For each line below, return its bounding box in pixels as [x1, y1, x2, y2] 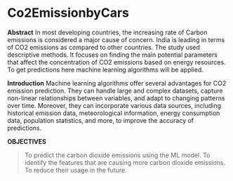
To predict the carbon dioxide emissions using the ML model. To [24, 151, 211, 159]
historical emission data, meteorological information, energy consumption [7, 109, 220, 117]
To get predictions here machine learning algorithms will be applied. [7, 65, 204, 74]
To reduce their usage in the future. [24, 166, 128, 174]
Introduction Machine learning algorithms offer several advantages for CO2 [7, 79, 227, 87]
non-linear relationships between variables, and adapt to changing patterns [7, 93, 225, 102]
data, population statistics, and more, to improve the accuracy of [7, 116, 194, 124]
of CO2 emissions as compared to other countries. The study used [7, 43, 200, 51]
